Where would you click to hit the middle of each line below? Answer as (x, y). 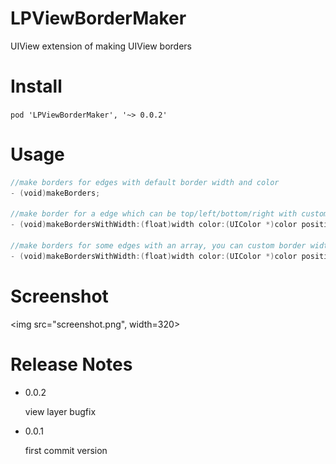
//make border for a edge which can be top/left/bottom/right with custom (169, 214)
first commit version (66, 450)
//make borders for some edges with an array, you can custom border (158, 246)
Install (36, 86)
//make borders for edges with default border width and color (145, 182)
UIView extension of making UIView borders (101, 46)
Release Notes (71, 364)
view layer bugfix (60, 411)
